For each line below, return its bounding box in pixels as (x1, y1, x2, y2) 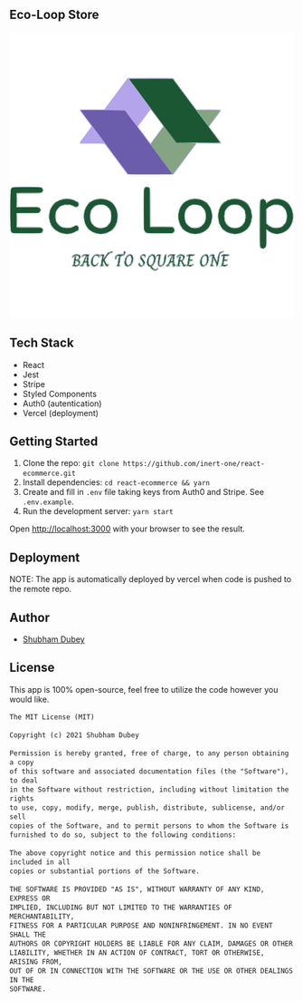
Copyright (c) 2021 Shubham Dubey (9, 730, 140, 740)
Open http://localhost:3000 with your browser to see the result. (9, 523, 246, 534)
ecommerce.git (22, 469, 76, 479)
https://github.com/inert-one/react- (122, 460, 265, 469)
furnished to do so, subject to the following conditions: (9, 830, 237, 840)
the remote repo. (9, 584, 72, 595)
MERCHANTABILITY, (9, 911, 75, 921)
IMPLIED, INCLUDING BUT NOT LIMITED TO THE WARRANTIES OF (9, 902, 232, 912)
